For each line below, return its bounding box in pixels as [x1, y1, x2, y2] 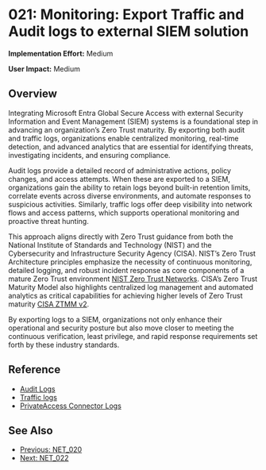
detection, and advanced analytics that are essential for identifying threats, [8, 141, 254, 152]
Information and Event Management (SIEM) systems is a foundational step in [8, 117, 259, 126]
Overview [8, 87, 58, 101]
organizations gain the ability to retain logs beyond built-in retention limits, [8, 183, 251, 192]
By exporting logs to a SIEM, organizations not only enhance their [8, 314, 222, 324]
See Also [8, 423, 53, 437]
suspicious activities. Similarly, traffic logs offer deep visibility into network [8, 199, 253, 209]
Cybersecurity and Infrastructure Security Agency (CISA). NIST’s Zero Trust [8, 248, 256, 258]
